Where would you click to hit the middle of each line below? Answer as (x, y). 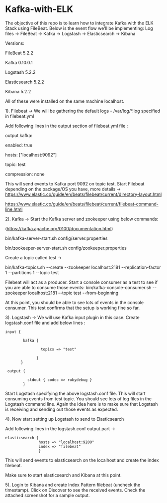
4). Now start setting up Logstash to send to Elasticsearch (65, 419)
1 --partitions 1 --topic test (32, 272)
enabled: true (19, 145)
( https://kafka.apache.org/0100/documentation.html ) (59, 228)
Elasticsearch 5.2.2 (25, 82)
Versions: (15, 43)
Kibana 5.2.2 (18, 91)
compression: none (25, 174)
